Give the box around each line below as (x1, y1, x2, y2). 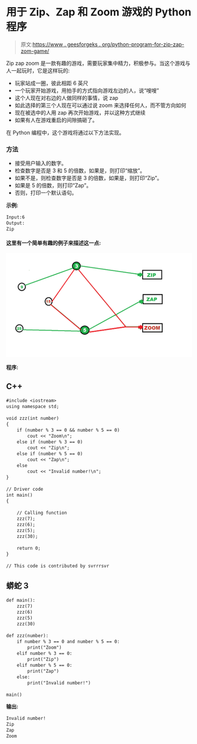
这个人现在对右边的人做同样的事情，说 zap (14, 94, 119, 101)
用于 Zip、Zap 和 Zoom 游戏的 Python (6, 5, 192, 19)
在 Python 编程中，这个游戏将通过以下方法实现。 (6, 129, 125, 136)
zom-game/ (20, 47, 50, 54)
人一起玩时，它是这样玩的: (6, 67, 70, 74)
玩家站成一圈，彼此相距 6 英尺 (14, 79, 88, 86)
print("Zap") (27, 668, 60, 674)
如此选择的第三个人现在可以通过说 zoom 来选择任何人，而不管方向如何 (14, 102, 187, 109)
